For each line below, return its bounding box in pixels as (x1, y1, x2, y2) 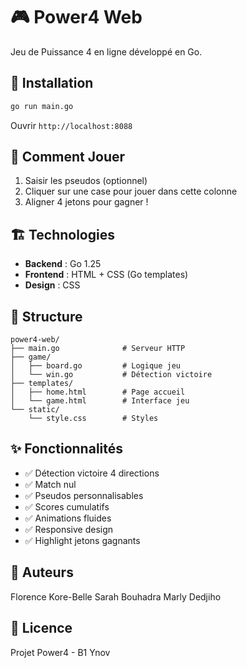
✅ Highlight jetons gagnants (24, 534, 141, 546)
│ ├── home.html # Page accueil (10, 387, 186, 398)
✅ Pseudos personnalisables (24, 489, 144, 501)
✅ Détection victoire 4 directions (24, 467, 160, 479)
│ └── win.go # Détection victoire (10, 370, 213, 380)
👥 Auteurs (10, 564, 74, 581)
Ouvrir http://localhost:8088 (10, 119, 133, 131)
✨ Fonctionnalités (10, 440, 124, 458)
